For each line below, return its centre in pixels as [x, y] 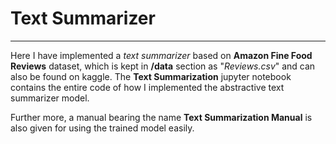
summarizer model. [50, 98]
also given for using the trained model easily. [102, 128]
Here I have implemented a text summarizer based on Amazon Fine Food [161, 55]
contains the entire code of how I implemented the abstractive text [147, 87]
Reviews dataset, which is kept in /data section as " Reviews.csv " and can [163, 66]
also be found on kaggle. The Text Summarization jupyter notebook [151, 76]
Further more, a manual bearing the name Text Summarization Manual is [161, 117]
